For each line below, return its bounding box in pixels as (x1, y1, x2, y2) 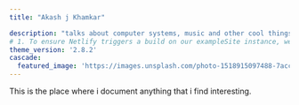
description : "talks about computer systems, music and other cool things (9, 28, 293, 38)
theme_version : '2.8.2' (9, 45, 98, 54)
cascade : (9, 54, 42, 63)
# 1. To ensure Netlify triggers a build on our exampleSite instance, (9, 37, 280, 46)
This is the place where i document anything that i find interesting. (9, 86, 252, 96)
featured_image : (17, 62, 77, 71)
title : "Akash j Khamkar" (9, 12, 105, 22)
